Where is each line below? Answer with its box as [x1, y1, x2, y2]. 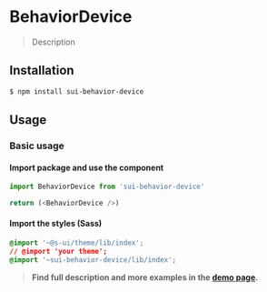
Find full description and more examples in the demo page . [31, 271, 259, 283]
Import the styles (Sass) [9, 218, 103, 229]
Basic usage [9, 139, 65, 152]
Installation [9, 63, 74, 78]
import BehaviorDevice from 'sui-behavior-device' [9, 182, 205, 192]
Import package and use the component [9, 162, 164, 173]
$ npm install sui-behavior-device [9, 86, 144, 96]
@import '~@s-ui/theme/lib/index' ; [9, 238, 144, 247]
